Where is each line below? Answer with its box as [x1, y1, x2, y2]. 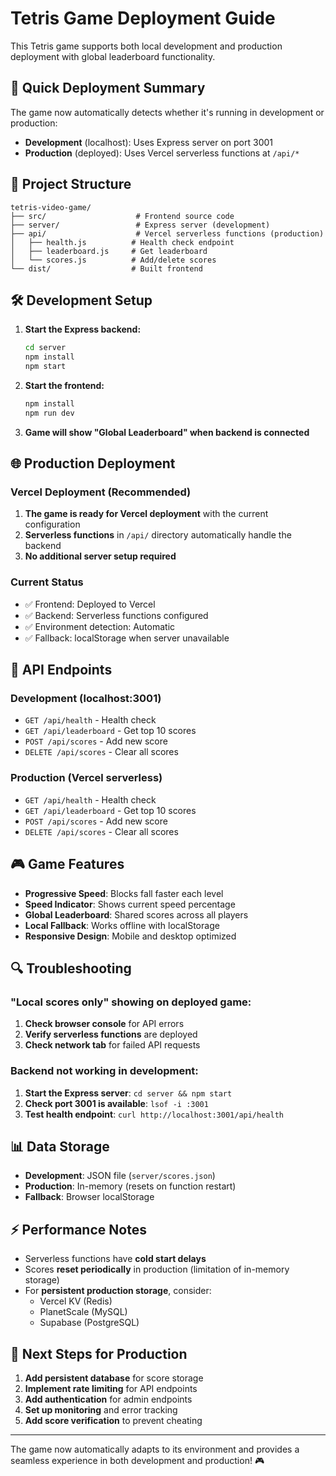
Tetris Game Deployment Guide [10, 7, 276, 30]
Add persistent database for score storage [24, 1372, 204, 1384]
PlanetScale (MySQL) [39, 1306, 128, 1318]
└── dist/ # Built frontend [10, 263, 203, 274]
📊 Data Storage [10, 1138, 110, 1155]
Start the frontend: [24, 380, 105, 391]
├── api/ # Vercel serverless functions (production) [10, 228, 325, 239]
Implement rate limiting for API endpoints [24, 1382, 198, 1394]
